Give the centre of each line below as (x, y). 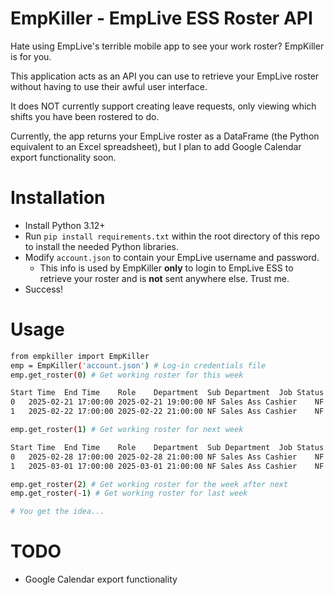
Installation (58, 198)
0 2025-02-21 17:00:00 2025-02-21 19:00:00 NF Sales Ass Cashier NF (167, 402)
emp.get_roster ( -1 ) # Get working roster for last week (129, 493)
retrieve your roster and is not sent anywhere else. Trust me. (164, 278)
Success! (44, 289)
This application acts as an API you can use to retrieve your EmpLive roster (165, 76)
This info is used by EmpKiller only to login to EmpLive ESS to (166, 268)
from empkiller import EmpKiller (80, 356)
